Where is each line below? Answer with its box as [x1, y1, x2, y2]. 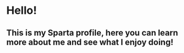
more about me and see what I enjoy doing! [6, 37, 174, 47]
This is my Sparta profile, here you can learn [6, 28, 178, 38]
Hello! [6, 4, 37, 17]
